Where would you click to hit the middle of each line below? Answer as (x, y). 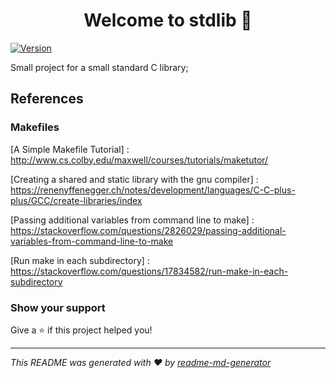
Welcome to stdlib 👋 (168, 20)
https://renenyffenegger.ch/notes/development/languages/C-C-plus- (153, 190)
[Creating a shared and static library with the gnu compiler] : (134, 179)
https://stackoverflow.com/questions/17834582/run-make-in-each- (149, 271)
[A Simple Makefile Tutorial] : (70, 149)
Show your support (58, 307)
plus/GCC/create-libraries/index (76, 200)
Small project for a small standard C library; (99, 67)
